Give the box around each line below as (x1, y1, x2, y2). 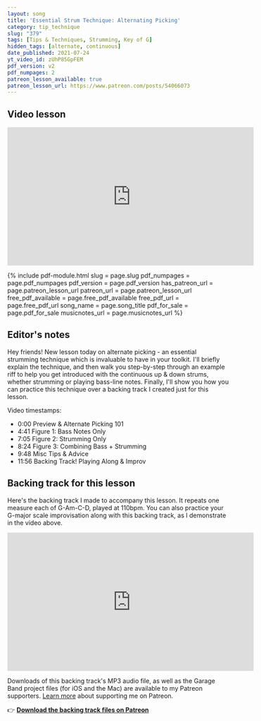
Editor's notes (7, 329, 70, 341)
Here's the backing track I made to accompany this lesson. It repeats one (7, 496, 219, 505)
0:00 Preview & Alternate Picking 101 (17, 420, 125, 428)
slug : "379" (7, 30, 42, 37)
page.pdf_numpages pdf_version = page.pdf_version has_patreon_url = (7, 279, 214, 287)
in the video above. (7, 518, 63, 527)
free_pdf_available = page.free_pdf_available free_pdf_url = (7, 294, 179, 302)
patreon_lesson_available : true (7, 75, 102, 83)
